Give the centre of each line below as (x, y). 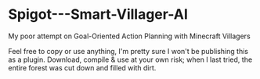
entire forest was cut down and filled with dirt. (82, 67)
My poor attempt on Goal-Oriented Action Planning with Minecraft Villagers (129, 36)
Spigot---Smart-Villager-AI (98, 14)
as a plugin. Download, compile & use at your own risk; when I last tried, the (130, 59)
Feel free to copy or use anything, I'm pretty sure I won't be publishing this (128, 51)
